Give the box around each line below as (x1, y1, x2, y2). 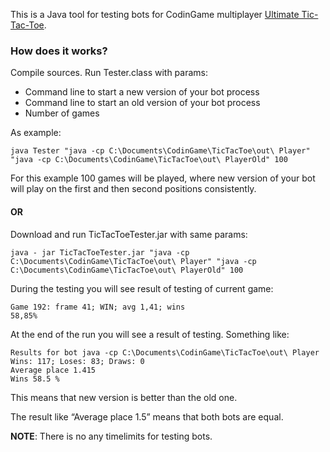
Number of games (24, 107, 100, 119)
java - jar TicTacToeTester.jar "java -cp (10, 247, 190, 258)
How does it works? (10, 44, 108, 58)
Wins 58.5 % (10, 374, 60, 384)
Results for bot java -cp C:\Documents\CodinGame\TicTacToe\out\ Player (10, 347, 320, 358)
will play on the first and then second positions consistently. (10, 183, 257, 195)
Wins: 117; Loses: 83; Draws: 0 (10, 356, 145, 366)
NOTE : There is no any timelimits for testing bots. (10, 430, 213, 442)
